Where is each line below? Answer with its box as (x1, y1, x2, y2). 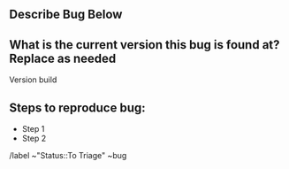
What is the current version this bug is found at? (9, 37, 280, 52)
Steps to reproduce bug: (9, 100, 146, 115)
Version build (9, 74, 57, 85)
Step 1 (21, 124, 45, 134)
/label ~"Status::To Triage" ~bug (9, 150, 127, 161)
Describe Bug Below (9, 7, 123, 22)
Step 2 (21, 133, 47, 144)
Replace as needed (9, 50, 117, 65)
